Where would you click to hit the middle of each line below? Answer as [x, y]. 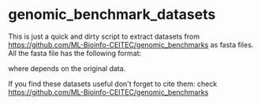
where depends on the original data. [67, 68]
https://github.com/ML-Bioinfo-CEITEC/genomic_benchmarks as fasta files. [131, 44]
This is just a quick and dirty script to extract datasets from [104, 36]
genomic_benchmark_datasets [112, 15]
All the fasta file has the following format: [75, 53]
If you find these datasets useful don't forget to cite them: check [113, 84]
